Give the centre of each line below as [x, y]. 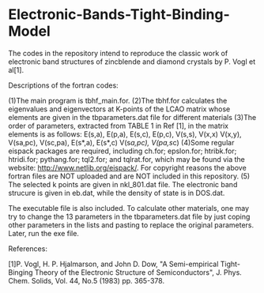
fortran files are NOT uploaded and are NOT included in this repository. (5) [129, 176]
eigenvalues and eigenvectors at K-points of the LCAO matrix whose [119, 109]
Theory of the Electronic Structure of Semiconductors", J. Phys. [138, 272]
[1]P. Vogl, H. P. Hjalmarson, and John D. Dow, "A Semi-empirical [113, 264]
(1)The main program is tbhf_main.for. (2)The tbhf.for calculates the [118, 100]
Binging [21, 272]
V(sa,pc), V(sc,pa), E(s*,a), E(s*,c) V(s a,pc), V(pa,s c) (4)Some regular [121, 142]
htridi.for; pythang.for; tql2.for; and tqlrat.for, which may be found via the [126, 159]
